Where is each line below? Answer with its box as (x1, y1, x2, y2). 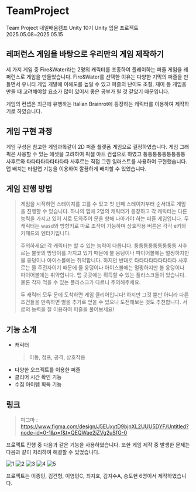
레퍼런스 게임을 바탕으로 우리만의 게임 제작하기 (6, 49, 164, 59)
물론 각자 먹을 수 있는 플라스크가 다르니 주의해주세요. (20, 279, 141, 286)
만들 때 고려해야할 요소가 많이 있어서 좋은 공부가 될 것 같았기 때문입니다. (6, 88, 170, 95)
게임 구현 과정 (6, 127, 53, 136)
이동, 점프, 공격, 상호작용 (29, 354, 86, 361)
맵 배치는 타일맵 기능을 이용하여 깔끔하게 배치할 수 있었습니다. (6, 165, 147, 172)
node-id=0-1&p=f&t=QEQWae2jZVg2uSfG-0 (20, 429, 128, 436)
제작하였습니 (157, 473, 187, 479)
